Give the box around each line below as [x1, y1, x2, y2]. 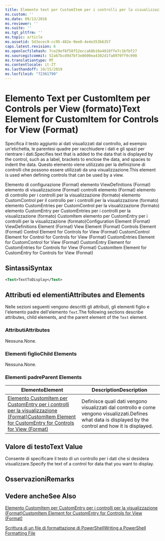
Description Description [91, 386, 147, 393]
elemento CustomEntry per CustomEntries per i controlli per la [5, 208, 131, 214]
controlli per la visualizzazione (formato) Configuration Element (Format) [5, 218, 151, 224]
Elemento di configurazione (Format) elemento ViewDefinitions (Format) [5, 181, 151, 188]
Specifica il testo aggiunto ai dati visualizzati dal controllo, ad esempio [5, 140, 147, 146]
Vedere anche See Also [5, 492, 77, 500]
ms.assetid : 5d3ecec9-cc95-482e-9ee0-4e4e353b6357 [5, 39, 111, 44]
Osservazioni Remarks [5, 475, 75, 484]
